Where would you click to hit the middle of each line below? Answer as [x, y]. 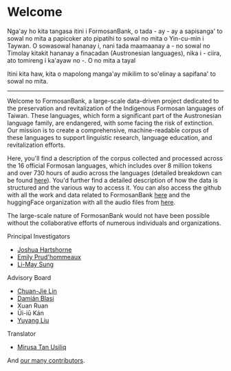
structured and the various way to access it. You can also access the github [114, 188]
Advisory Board [29, 277]
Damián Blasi [35, 298]
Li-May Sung [35, 264]
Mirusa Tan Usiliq [42, 347]
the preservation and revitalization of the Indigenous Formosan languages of [115, 108]
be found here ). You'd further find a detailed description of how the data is [113, 180]
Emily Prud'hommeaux [49, 257]
